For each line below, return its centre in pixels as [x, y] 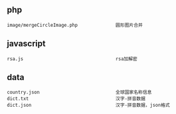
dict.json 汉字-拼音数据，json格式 [89, 106]
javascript [26, 44]
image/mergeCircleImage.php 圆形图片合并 [75, 25]
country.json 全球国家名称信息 [80, 92]
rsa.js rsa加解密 [72, 59]
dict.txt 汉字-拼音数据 [76, 99]
